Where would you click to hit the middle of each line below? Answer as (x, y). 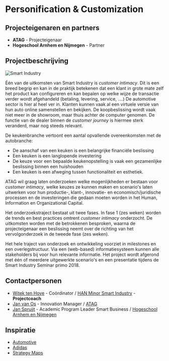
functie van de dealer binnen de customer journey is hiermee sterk (74, 120)
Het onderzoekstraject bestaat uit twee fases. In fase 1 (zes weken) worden (83, 213)
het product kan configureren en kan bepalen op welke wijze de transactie (82, 94)
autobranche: (19, 141)
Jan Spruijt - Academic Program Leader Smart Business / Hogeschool (85, 309)
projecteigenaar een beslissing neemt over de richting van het (69, 229)
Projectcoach (27, 298)
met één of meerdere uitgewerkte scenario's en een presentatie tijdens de (82, 259)
